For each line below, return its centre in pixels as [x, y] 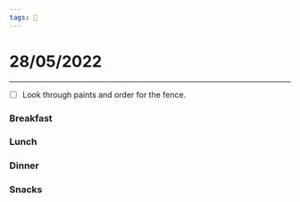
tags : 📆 [24, 17]
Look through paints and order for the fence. [104, 94]
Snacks [26, 190]
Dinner [25, 166]
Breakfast [31, 118]
